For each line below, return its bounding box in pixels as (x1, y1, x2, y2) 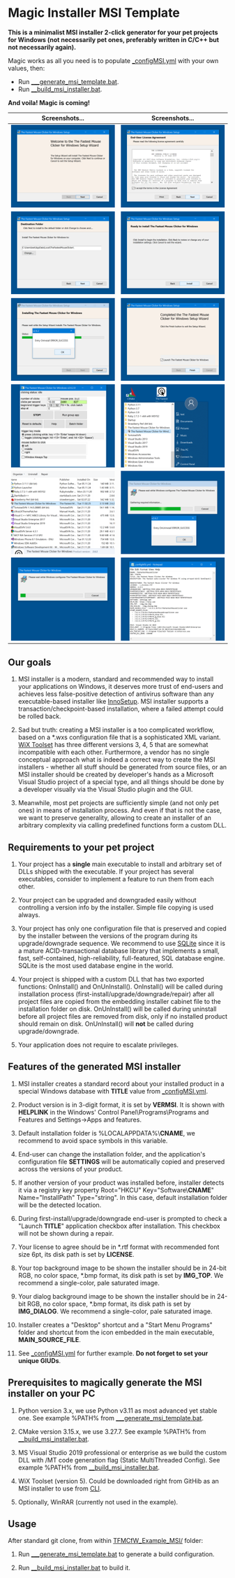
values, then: (8, 64, 45, 72)
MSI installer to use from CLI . (17, 1484, 102, 1493)
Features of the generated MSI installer (8, 1061, 181, 1073)
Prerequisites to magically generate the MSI (8, 1377, 202, 1389)
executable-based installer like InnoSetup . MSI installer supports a (17, 697, 209, 706)
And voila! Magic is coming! (8, 98, 90, 106)
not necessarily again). (8, 43, 76, 51)
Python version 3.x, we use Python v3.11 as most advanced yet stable (17, 1406, 218, 1415)
